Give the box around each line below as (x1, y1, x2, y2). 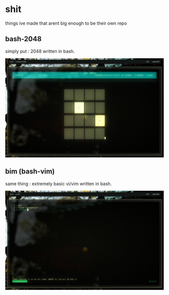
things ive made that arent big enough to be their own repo (5, 20, 127, 26)
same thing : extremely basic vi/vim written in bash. (5, 180, 112, 187)
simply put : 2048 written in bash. (5, 48, 75, 54)
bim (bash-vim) (5, 167, 55, 176)
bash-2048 (5, 35, 42, 43)
